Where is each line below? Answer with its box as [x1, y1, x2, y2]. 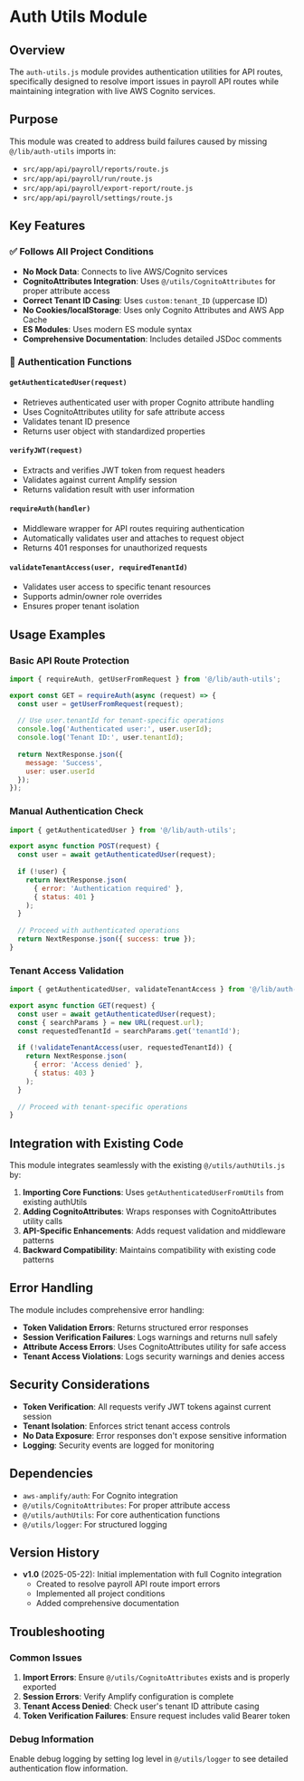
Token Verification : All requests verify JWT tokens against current [22, 1401, 271, 1412]
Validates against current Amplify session [22, 474, 178, 485]
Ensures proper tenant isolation [22, 600, 140, 612]
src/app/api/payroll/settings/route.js [22, 193, 174, 203]
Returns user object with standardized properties [22, 426, 205, 436]
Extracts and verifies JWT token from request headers [22, 464, 225, 475]
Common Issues [9, 1651, 83, 1663]
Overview [9, 43, 66, 58]
